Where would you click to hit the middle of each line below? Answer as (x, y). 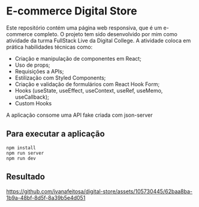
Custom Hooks (33, 103)
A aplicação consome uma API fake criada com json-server (79, 115)
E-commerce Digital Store (72, 11)
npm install (21, 148)
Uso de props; (32, 65)
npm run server (25, 153)
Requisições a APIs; (39, 71)
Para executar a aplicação (55, 134)
